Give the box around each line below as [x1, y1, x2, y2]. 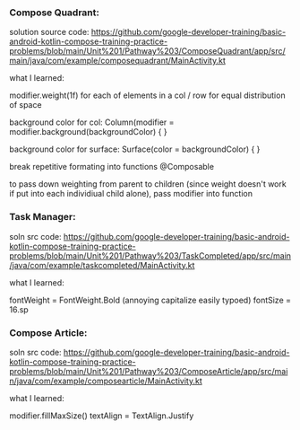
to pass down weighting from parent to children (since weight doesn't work [9, 179, 287, 189]
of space [9, 100, 42, 110]
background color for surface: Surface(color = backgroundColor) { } [9, 144, 261, 154]
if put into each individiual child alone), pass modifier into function [9, 189, 253, 199]
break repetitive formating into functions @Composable [9, 162, 215, 172]
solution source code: [9, 27, 90, 38]
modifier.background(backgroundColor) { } [9, 127, 167, 137]
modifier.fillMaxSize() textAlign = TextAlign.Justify [9, 410, 194, 421]
